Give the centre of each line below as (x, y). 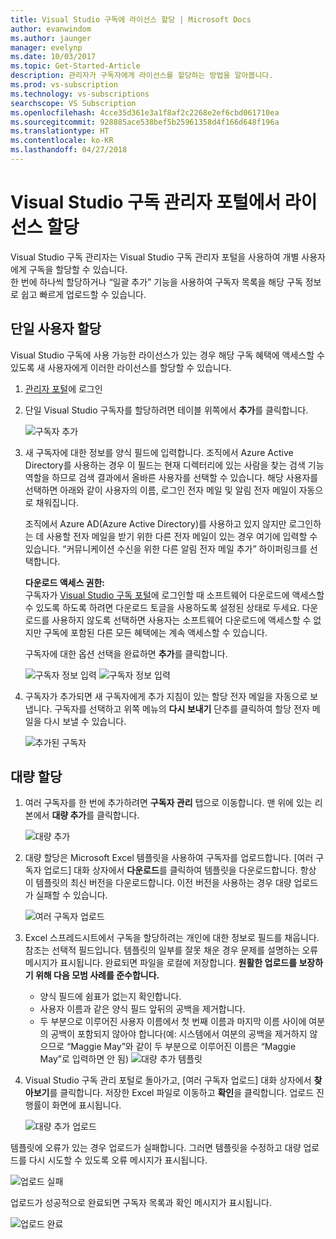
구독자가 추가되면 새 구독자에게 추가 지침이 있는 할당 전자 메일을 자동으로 (166, 696)
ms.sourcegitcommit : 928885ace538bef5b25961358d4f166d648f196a (145, 122)
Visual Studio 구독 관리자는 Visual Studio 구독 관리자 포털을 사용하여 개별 (155, 257)
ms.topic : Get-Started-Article (75, 66)
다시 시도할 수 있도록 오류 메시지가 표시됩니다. (118, 1160)
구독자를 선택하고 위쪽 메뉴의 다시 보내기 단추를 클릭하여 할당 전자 (182, 708)
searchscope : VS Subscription (73, 103)
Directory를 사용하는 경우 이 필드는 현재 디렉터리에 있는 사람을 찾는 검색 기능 (174, 465)
